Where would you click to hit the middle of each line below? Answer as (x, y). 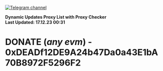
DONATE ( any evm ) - (49, 42)
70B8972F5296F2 (43, 63)
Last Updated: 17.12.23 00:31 (35, 22)
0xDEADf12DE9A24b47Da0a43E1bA (81, 53)
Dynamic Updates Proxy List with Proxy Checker (56, 17)
